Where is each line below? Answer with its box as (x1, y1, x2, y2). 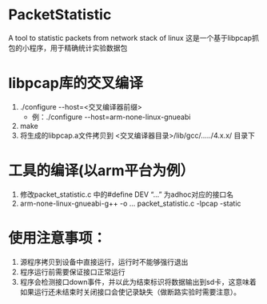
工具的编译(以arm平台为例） (8, 162, 194, 180)
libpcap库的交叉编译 (8, 74, 144, 93)
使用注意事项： (8, 230, 107, 247)
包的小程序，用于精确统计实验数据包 (8, 42, 128, 53)
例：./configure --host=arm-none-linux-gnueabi (31, 112, 191, 122)
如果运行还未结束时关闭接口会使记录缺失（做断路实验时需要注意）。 (19, 286, 241, 297)
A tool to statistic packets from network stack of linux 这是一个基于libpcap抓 (8, 33, 260, 42)
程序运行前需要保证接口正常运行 (19, 266, 126, 277)
